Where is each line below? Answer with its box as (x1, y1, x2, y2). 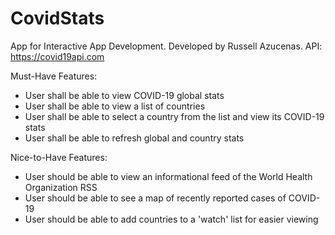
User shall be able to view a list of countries (24, 100, 206, 112)
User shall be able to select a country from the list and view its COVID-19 (24, 110, 325, 122)
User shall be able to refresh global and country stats (24, 132, 245, 144)
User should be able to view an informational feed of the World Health (24, 170, 313, 182)
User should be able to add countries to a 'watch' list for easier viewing (24, 213, 319, 225)
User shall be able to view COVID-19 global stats (24, 89, 225, 101)
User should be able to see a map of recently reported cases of (24, 192, 287, 204)
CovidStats (10, 7, 105, 30)
